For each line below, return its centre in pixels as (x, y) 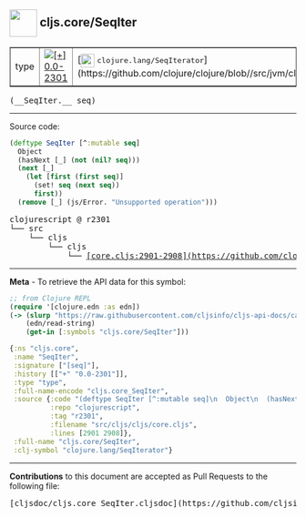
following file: (35, 486)
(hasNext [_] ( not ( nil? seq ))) (79, 160)
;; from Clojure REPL (51, 298)
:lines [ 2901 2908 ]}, (91, 433)
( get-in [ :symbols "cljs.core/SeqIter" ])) (107, 332)
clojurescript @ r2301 (60, 219)
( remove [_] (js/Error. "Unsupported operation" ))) (118, 202)
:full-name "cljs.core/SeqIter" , (77, 441)
